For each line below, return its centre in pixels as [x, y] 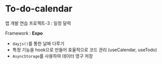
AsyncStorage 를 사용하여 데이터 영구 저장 [53, 56]
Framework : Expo [24, 33]
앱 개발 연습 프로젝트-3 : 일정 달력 [38, 23]
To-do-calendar [39, 9]
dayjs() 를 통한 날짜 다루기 [38, 43]
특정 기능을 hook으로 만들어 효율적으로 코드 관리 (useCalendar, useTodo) [85, 49]
